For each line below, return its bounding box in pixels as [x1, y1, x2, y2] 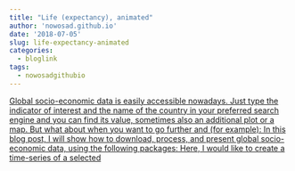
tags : [9, 63, 29, 72]
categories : [9, 46, 53, 55]
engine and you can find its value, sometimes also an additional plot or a [9, 114, 275, 125]
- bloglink [17, 54, 58, 63]
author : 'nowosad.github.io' [9, 21, 118, 30]
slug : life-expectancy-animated [9, 37, 129, 47]
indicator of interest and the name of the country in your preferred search [9, 104, 279, 116]
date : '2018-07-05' [9, 29, 82, 38]
